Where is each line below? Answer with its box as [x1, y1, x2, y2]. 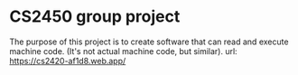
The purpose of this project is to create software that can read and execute [9, 36, 289, 47]
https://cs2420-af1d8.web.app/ [9, 55, 126, 66]
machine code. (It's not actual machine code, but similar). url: [9, 45, 237, 56]
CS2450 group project [9, 6, 181, 27]
